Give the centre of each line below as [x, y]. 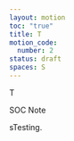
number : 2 [35, 51]
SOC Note [28, 110]
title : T [25, 34]
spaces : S [28, 68]
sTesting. [26, 127]
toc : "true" [31, 26]
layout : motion [37, 17]
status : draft [36, 59]
